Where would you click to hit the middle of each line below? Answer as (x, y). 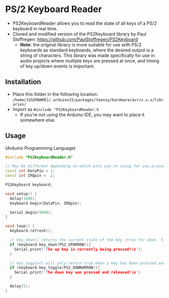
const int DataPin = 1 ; (30, 171)
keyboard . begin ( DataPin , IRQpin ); (46, 203)
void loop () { (20, 226)
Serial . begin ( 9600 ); (31, 212)
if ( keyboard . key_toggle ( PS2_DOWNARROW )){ (55, 268)
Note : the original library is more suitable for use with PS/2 (81, 44)
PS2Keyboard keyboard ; (29, 185)
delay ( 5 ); (20, 286)
